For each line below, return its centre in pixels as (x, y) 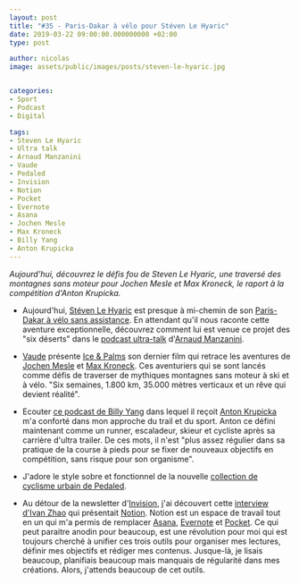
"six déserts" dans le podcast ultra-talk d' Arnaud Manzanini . (133, 339)
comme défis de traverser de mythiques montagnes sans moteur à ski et (156, 375)
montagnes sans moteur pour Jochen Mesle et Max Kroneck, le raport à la (147, 284)
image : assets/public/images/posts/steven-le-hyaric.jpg (117, 67)
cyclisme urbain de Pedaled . (74, 486)
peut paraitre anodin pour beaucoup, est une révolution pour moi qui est (155, 531)
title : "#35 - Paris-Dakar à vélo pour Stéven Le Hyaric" (119, 26)
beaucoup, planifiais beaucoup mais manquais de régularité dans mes (151, 560)
